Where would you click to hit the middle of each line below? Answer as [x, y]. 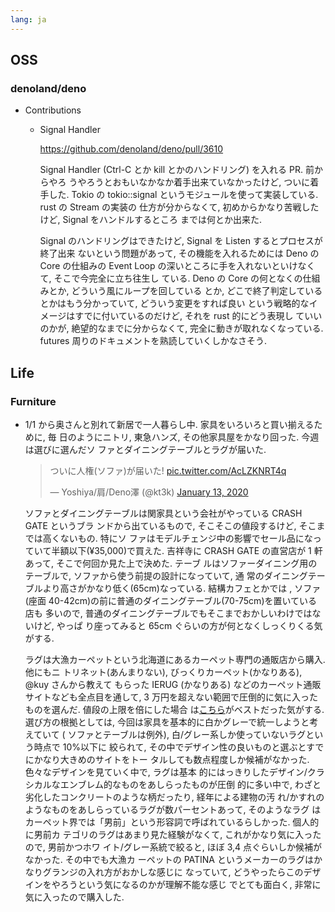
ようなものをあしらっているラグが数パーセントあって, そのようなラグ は [173, 809]
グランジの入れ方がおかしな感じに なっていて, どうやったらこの [173, 872]
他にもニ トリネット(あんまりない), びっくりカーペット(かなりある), [163, 672]
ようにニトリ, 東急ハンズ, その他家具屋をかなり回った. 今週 [198, 437]
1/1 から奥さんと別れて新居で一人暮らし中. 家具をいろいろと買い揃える [169, 424]
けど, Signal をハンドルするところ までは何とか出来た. [150, 220]
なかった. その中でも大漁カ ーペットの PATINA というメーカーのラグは [169, 859]
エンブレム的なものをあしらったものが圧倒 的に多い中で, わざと [190, 784]
